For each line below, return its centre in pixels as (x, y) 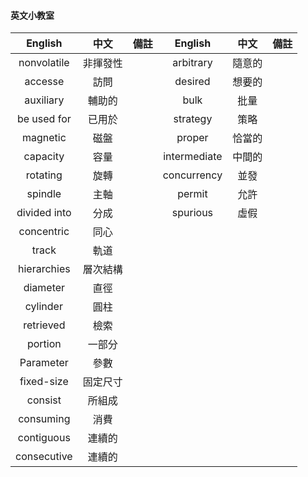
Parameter (44, 363)
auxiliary (44, 100)
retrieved (44, 325)
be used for (44, 119)
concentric (44, 232)
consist (44, 400)
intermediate (193, 157)
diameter (44, 288)
